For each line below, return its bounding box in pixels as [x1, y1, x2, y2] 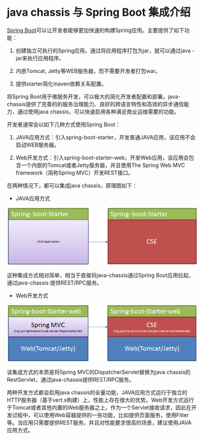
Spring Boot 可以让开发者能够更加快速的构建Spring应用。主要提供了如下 [7, 27, 184, 34]
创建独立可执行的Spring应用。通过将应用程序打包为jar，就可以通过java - [15, 46, 195, 54]
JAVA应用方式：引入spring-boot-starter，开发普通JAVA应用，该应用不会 [15, 133, 196, 141]
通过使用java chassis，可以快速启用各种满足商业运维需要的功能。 [17, 108, 180, 115]
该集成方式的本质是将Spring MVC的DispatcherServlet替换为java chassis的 [7, 368, 191, 376]
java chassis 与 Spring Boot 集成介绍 [7, 5, 191, 19]
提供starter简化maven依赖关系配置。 [15, 80, 107, 87]
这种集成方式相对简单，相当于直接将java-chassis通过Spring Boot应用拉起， [7, 271, 195, 279]
